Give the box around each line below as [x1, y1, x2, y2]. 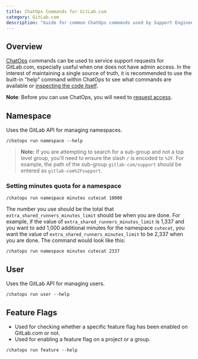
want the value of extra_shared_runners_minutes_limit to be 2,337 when [6, 231, 184, 238]
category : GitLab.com [6, 14, 60, 20]
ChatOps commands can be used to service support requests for [6, 57, 164, 64]
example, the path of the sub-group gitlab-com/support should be [20, 161, 181, 168]
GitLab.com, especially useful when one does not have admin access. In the [6, 63, 191, 71]
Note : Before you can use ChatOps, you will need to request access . [6, 94, 173, 101]
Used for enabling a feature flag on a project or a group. [14, 335, 151, 342]
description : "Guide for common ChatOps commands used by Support [6, 19, 173, 25]
